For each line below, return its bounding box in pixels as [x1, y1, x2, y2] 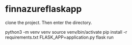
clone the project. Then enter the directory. [5, 20, 92, 25]
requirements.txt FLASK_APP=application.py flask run [5, 34, 114, 40]
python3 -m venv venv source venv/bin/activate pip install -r [5, 29, 128, 35]
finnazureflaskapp [5, 3, 82, 15]
